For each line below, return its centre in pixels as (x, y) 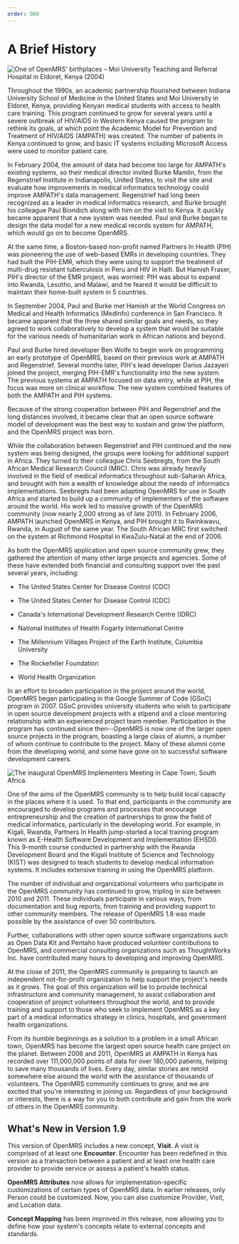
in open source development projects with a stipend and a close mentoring (117, 714)
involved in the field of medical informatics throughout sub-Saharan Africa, (117, 476)
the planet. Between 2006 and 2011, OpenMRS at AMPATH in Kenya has (113, 1053)
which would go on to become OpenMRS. (68, 233)
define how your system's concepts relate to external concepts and (106, 1226)
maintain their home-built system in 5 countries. (78, 292)
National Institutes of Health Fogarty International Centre (100, 628)
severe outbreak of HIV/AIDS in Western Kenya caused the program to (110, 120)
